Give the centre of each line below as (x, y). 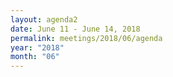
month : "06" (35, 57)
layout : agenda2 (44, 19)
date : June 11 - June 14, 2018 (75, 29)
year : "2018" (37, 47)
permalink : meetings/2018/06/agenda (86, 38)
